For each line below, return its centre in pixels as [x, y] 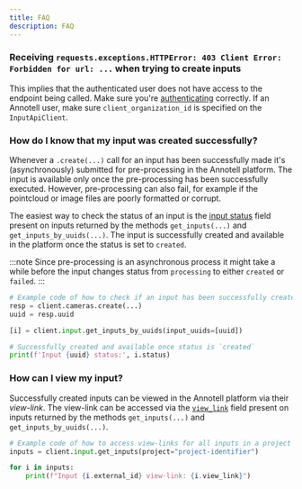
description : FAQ [42, 26]
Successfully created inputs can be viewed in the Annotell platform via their [149, 398]
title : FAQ [30, 18]
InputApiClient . [39, 117]
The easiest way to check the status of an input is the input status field [140, 216]
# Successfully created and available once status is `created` [132, 347]
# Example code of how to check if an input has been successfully [138, 298]
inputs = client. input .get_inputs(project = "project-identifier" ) [134, 451]
